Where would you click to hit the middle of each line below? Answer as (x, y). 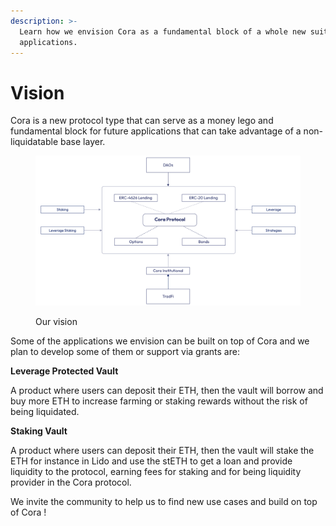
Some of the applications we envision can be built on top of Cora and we (160, 341)
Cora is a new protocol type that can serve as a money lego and (142, 121)
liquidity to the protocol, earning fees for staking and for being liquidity (156, 472)
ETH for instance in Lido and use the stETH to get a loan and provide (151, 461)
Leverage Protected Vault (64, 371)
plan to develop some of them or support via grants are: (125, 352)
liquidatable (34, 142)
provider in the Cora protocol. (71, 482)
